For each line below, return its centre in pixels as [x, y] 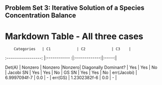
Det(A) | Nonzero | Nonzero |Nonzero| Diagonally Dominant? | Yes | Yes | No [81, 68]
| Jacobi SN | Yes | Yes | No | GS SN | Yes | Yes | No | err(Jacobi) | [71, 72]
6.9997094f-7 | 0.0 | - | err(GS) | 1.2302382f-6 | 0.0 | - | [61, 78]
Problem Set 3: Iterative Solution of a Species [75, 8]
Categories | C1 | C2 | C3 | [73, 49]
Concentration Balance [40, 16]
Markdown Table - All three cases [74, 36]
